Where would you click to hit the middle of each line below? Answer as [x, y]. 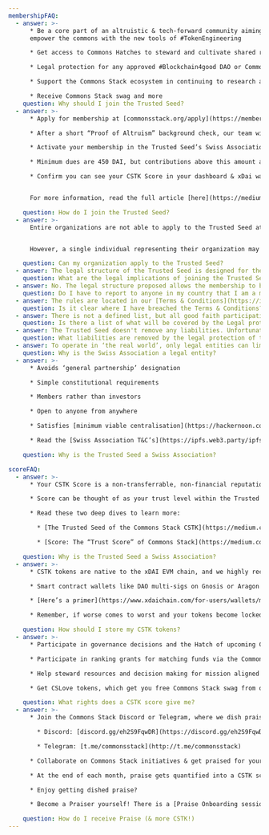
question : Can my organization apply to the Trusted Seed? [123, 263]
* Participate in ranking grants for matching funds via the [134, 659]
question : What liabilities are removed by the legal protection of [139, 338]
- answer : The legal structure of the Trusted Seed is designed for [132, 271]
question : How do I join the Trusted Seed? [96, 212]
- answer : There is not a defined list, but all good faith [118, 316]
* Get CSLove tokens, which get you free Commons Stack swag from [143, 688]
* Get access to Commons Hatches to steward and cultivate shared [143, 53]
